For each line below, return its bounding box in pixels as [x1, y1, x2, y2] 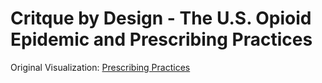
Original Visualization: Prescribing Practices [10, 61, 191, 73]
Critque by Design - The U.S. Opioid [10, 7, 312, 30]
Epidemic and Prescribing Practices [10, 28, 313, 51]
